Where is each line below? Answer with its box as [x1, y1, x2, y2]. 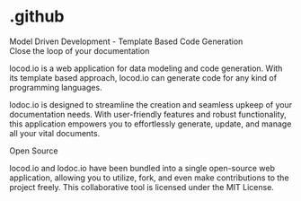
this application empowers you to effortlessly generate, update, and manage [9, 118, 292, 129]
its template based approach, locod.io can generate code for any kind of [9, 72, 277, 83]
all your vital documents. [9, 127, 101, 138]
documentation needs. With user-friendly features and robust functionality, [9, 109, 288, 119]
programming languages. [9, 82, 102, 92]
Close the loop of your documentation [9, 45, 150, 56]
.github [9, 6, 65, 27]
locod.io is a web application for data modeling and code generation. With [9, 63, 283, 74]
